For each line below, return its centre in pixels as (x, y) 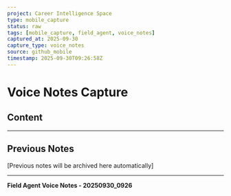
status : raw (24, 26)
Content (25, 118)
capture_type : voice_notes (46, 45)
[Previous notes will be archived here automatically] (80, 165)
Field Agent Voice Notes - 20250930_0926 (70, 185)
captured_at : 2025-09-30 (43, 39)
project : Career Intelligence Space (59, 13)
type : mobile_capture (38, 20)
